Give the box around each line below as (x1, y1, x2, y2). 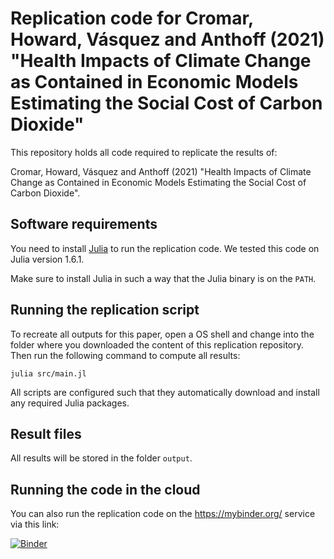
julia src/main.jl (10, 368, 87, 379)
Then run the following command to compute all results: (10, 349, 241, 361)
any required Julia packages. (10, 397, 130, 409)
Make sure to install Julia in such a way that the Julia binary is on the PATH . (10, 272, 317, 284)
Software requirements (10, 216, 158, 233)
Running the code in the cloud (10, 481, 201, 498)
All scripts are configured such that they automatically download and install (10, 386, 320, 398)
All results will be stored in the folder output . (10, 452, 193, 464)
